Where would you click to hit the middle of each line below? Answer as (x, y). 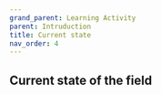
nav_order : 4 (34, 43)
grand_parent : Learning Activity (73, 18)
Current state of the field (81, 80)
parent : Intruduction (50, 26)
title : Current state (50, 35)
